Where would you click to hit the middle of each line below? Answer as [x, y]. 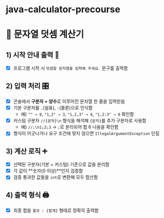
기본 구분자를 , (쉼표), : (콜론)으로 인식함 [53, 108]
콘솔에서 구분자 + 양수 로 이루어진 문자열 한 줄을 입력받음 [69, 101]
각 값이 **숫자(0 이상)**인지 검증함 [48, 171]
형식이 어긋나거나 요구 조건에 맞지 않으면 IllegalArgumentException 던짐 [86, 134]
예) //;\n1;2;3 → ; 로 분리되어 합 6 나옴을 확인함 [70, 127]
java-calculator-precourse [63, 9]
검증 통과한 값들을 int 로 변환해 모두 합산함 [55, 177]
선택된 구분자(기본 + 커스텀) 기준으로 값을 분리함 [61, 164]
